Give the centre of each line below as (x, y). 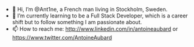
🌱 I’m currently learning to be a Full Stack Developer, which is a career (100, 16)
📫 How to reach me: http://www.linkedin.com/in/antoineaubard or (95, 29)
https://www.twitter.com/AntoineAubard (62, 37)
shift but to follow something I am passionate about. (77, 22)
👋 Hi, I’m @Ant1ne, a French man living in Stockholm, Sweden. (90, 9)
